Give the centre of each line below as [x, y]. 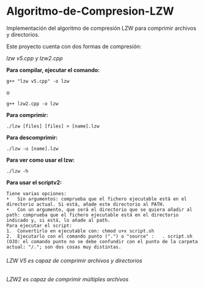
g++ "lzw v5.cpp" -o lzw [38, 81]
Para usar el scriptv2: [34, 182]
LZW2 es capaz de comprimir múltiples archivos [67, 279]
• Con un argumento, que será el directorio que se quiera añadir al [99, 209]
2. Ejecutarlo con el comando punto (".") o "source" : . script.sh [99, 236]
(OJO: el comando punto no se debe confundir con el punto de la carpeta [102, 241]
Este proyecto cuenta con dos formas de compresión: [74, 46]
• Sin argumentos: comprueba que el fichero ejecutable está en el [97, 199]
